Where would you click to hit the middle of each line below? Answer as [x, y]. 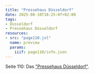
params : [18, 47]
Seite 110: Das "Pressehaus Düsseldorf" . [47, 66]
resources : [17, 33]
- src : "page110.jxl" [28, 38]
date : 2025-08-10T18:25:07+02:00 [41, 15]
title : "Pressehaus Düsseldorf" [39, 10]
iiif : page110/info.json [41, 52]
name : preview [25, 43]
